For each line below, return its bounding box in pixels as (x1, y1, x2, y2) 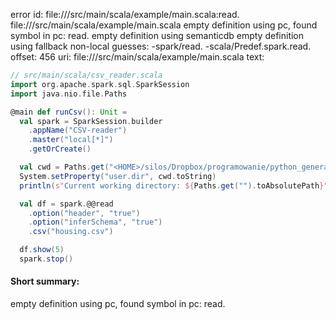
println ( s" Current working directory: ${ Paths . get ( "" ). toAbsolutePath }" (19, 180, 329, 191)
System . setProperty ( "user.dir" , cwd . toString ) (19, 171, 217, 181)
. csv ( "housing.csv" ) (28, 227, 114, 237)
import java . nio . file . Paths (10, 89, 128, 99)
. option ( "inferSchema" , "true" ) (28, 217, 163, 228)
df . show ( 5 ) (19, 245, 65, 255)
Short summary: (10, 275, 80, 288)
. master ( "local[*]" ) (28, 135, 114, 145)
